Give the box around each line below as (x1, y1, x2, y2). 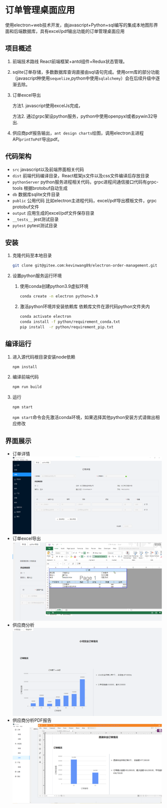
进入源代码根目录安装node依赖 (12, 354, 76, 360)
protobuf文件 (12, 204, 39, 210)
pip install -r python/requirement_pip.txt (19, 324, 114, 329)
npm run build (12, 385, 42, 390)
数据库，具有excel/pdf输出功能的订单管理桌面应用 (22, 28, 125, 34)
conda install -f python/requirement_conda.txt (19, 319, 120, 324)
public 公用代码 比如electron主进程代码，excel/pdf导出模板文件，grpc (12, 197, 157, 203)
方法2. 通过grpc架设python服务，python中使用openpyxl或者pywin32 (12, 113, 153, 119)
